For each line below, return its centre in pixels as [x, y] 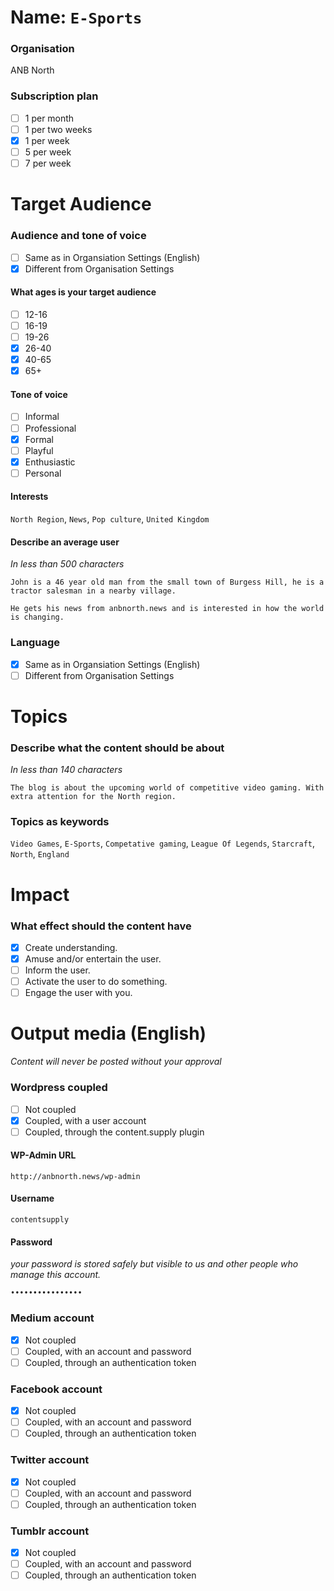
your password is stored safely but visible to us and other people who [154, 1264]
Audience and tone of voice [78, 236]
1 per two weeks [58, 129]
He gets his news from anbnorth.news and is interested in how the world [167, 609]
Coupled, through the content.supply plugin [114, 1132]
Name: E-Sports [76, 17]
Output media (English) [108, 1033]
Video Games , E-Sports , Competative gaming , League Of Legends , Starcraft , [163, 843]
